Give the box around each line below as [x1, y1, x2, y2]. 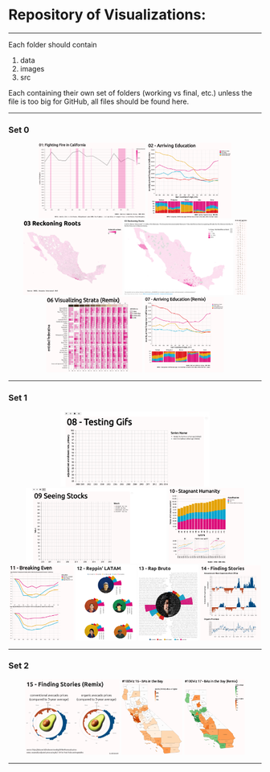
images [19, 64, 45, 73]
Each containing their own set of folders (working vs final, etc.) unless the [8, 88, 253, 97]
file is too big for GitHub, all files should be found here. [8, 96, 190, 106]
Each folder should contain [8, 39, 98, 49]
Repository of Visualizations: [8, 6, 207, 24]
